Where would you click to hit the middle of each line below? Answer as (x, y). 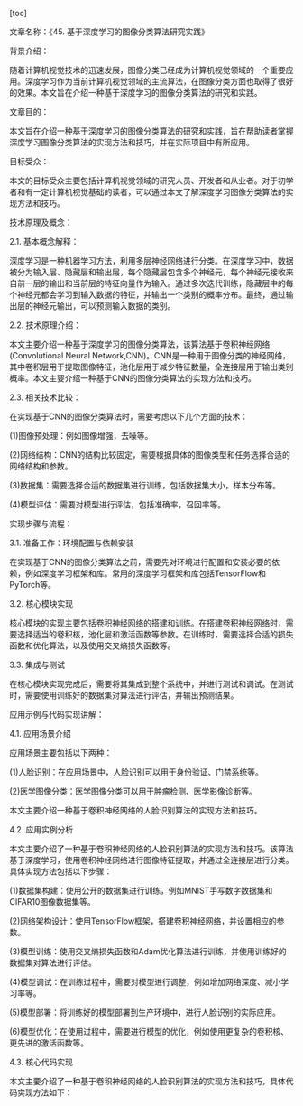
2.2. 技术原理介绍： (46, 325)
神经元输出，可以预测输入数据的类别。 (104, 306)
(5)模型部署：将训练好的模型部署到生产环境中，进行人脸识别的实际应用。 (145, 1012)
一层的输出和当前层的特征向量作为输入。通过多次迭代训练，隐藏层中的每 (159, 283)
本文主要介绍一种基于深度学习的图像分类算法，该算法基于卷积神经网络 (140, 344)
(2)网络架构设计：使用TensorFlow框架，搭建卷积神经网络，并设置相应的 (143, 921)
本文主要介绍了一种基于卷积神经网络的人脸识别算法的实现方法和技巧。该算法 (151, 849)
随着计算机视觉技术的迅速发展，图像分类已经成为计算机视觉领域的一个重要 (147, 70)
